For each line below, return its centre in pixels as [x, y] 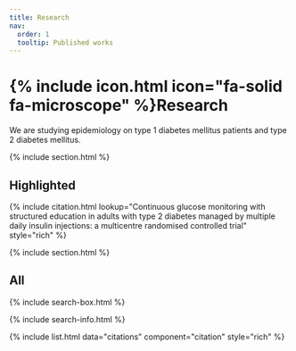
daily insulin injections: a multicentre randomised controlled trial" [128, 226]
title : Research [39, 17]
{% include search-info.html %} [67, 319]
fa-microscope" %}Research [119, 106]
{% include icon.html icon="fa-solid [146, 87]
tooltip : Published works [66, 42]
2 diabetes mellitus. [45, 140]
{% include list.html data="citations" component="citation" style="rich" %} [147, 337]
